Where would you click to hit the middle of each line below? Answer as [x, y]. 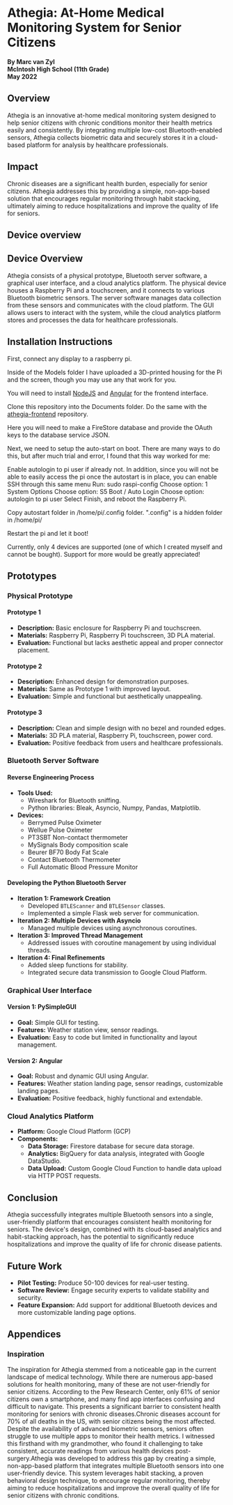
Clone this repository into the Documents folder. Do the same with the [107, 406]
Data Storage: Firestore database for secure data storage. [111, 1146]
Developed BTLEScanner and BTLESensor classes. [96, 905]
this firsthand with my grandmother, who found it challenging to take [105, 1443]
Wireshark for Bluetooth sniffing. [74, 800]
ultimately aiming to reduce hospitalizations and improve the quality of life [113, 206]
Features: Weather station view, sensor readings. [88, 1030]
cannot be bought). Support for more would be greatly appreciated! [104, 554]
